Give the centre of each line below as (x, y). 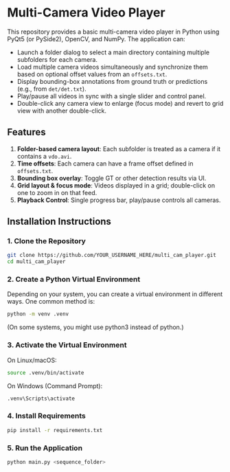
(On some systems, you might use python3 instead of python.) (95, 327)
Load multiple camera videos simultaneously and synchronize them (112, 67)
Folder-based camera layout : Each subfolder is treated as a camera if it (119, 148)
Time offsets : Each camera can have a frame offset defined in (105, 164)
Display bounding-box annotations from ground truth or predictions (112, 81)
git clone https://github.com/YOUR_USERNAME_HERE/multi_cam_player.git (112, 256)
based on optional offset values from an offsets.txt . (92, 74)
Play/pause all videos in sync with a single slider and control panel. (112, 96)
